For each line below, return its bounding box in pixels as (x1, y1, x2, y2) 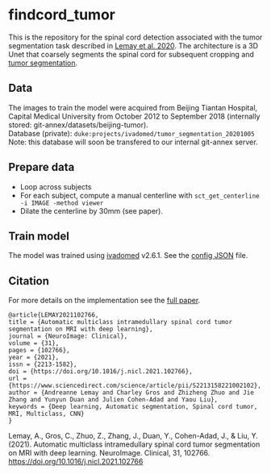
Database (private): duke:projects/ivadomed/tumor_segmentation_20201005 (8, 128, 256, 138)
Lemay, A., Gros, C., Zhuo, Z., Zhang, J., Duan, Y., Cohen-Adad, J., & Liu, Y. (8, 431, 258, 441)
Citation (8, 274, 50, 288)
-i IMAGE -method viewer (19, 199, 104, 207)
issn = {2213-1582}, (8, 360, 78, 368)
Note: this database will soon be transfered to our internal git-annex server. (8, 137, 258, 147)
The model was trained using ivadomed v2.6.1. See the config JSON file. (8, 251, 248, 260)
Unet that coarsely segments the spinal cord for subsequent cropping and (8, 49, 254, 59)
